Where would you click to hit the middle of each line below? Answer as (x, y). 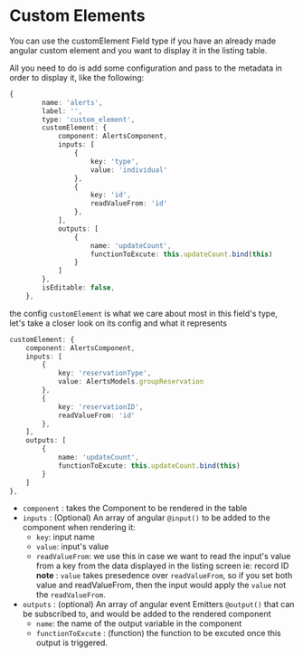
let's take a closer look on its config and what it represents (118, 323)
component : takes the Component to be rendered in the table (135, 509)
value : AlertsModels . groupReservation (131, 382)
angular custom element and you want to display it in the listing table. (138, 50)
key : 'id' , (110, 195)
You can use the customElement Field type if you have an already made (143, 41)
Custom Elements (77, 16)
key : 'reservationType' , (104, 373)
